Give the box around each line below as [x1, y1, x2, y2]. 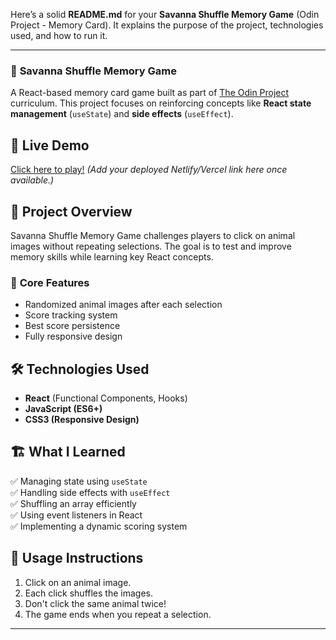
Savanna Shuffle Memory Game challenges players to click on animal [10, 229, 296, 241]
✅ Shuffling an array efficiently [10, 497, 137, 509]
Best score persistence [24, 320, 121, 332]
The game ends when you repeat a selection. [24, 608, 212, 620]
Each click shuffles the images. [24, 587, 153, 599]
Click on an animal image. [24, 576, 132, 588]
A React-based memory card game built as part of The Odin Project [10, 87, 290, 99]
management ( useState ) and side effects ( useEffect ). [10, 108, 234, 120]
